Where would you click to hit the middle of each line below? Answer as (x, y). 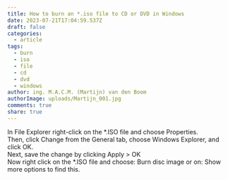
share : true (25, 112)
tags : (15, 46)
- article (28, 40)
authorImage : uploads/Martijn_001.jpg (64, 99)
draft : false (26, 27)
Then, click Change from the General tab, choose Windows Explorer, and (113, 139)
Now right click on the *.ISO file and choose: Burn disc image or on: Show (114, 162)
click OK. (20, 147)
